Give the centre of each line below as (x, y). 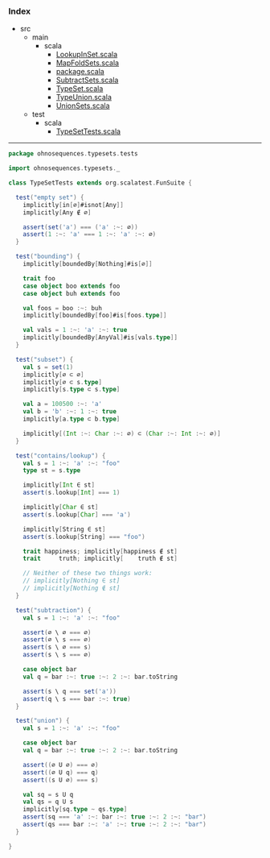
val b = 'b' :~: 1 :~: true (70, 412)
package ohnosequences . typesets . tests (73, 154)
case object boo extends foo (72, 286)
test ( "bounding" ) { (48, 257)
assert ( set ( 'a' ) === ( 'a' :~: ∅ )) (80, 227)
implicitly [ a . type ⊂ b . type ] (72, 419)
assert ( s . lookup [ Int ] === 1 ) (72, 493)
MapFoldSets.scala (87, 63)
